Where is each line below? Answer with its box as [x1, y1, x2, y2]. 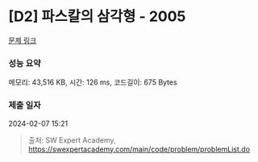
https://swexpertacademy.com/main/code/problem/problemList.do [27, 144, 251, 154]
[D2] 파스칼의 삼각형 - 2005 [8, 7, 186, 26]
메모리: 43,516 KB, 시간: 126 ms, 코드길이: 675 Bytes [8, 77, 177, 87]
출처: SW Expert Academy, [27, 135, 116, 145]
